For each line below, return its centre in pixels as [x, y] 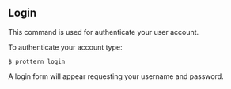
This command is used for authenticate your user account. [104, 32]
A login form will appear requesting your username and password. [116, 76]
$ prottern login [37, 61]
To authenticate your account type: [65, 47]
